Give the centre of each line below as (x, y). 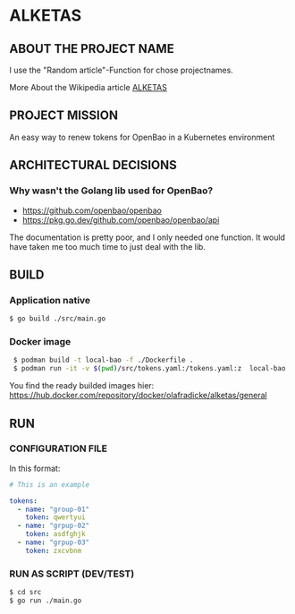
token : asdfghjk (56, 534)
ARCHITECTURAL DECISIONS (93, 165)
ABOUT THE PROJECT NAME (92, 49)
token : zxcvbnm (54, 550)
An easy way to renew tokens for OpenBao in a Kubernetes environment (142, 137)
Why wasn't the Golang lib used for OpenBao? (111, 191)
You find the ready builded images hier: (82, 386)
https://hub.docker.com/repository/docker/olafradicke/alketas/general (138, 396)
